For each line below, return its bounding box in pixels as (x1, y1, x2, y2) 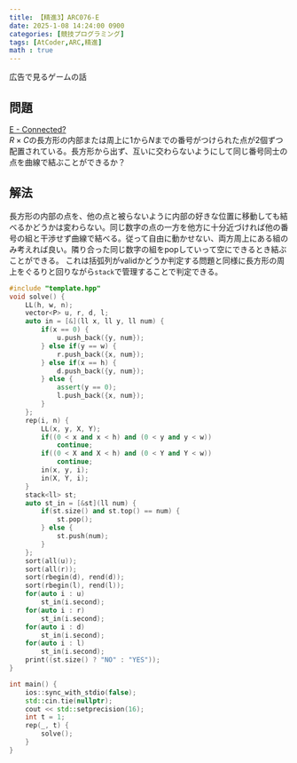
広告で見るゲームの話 (9, 72, 87, 83)
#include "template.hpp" (9, 283, 101, 293)
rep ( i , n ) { (25, 416, 69, 425)
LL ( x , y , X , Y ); (41, 424, 101, 433)
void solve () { (9, 292, 66, 301)
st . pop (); (56, 515, 93, 524)
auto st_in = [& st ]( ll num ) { (25, 498, 137, 507)
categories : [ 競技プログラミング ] (9, 29, 125, 38)
